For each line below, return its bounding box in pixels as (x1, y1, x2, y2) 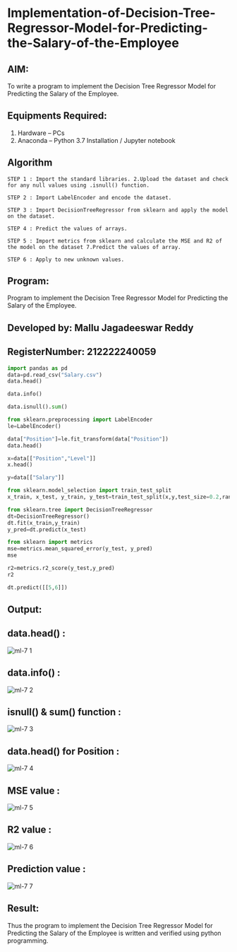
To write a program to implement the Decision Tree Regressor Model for (7, 82, 217, 90)
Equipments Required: (7, 110, 107, 122)
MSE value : (7, 784, 60, 796)
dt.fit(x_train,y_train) (7, 519, 80, 526)
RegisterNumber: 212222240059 (7, 346, 157, 358)
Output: (7, 603, 42, 616)
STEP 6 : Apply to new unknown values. (7, 256, 125, 263)
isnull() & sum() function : (7, 706, 121, 719)
